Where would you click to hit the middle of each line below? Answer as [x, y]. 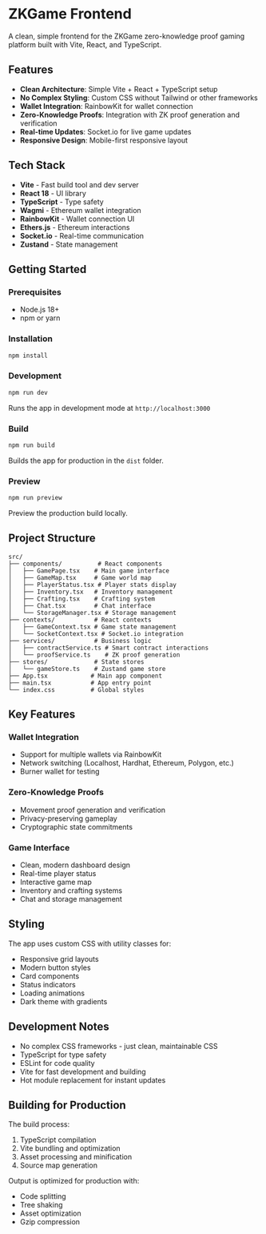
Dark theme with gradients [64, 1001]
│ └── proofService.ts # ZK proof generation [94, 655]
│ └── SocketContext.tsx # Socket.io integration [96, 633]
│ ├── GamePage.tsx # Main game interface [89, 571]
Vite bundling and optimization [70, 1148]
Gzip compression [50, 1222]
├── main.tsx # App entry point [80, 683]
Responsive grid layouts [59, 959]
